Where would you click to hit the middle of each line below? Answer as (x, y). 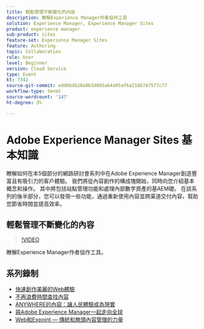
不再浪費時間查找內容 (42, 297)
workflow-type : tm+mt (34, 91)
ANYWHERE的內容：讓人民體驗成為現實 (65, 305)
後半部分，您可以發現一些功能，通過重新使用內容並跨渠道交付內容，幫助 (107, 196)
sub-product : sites (31, 35)
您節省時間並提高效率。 (36, 203)
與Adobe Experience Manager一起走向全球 (69, 312)
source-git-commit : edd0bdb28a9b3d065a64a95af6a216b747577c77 (87, 86)
